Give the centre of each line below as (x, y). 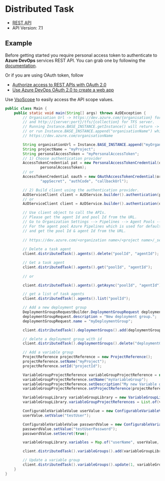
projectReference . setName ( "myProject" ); (65, 362)
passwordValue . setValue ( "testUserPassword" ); (70, 429)
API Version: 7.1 (27, 28)
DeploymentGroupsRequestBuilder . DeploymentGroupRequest (81, 312)
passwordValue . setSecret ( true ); (56, 433)
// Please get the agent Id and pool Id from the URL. (80, 217)
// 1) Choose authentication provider (62, 158)
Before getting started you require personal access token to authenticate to (81, 55)
